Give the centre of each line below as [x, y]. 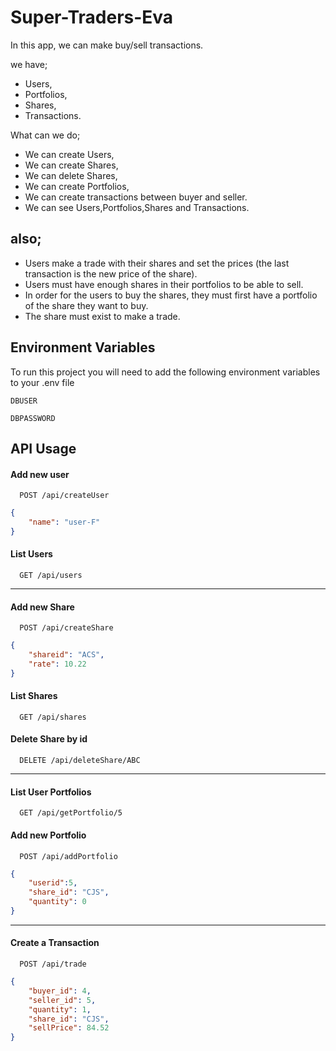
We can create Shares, [71, 165]
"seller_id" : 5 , [62, 1000]
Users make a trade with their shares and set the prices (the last [157, 263]
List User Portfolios [51, 792]
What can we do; [45, 135]
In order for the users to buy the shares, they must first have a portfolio [171, 295]
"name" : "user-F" [64, 522]
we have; [29, 64]
